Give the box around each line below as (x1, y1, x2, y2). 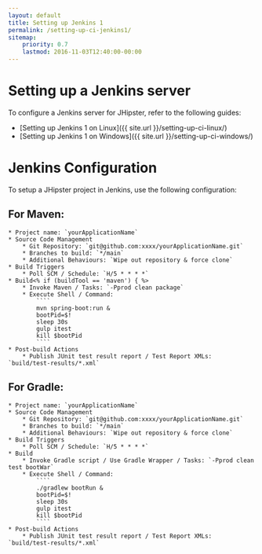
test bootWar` (8, 463, 55, 471)
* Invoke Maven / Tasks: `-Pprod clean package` (22, 284, 184, 292)
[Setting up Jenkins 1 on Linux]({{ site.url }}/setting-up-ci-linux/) (19, 123, 227, 132)
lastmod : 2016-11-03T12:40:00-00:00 (22, 48, 143, 56)
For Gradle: (8, 380, 64, 394)
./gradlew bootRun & (36, 484, 104, 492)
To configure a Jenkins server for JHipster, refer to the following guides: (8, 108, 242, 117)
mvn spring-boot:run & (36, 304, 111, 312)
